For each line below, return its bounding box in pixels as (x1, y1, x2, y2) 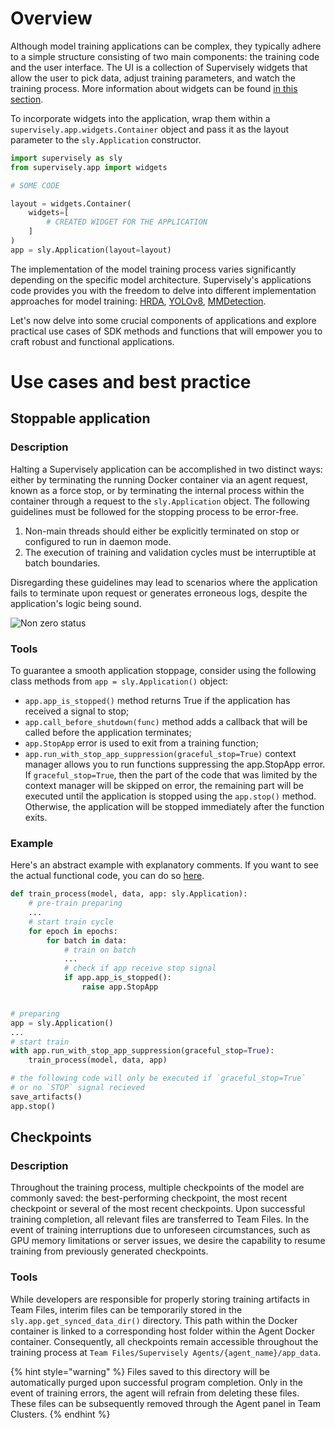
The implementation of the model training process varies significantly (10, 263, 297, 275)
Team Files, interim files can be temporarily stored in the (10, 1303, 243, 1316)
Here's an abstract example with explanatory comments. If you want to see (10, 859, 319, 871)
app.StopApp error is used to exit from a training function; (24, 737, 259, 749)
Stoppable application (10, 410, 151, 427)
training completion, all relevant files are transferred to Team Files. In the (10, 1213, 310, 1226)
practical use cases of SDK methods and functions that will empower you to (10, 325, 323, 337)
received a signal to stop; (24, 705, 130, 717)
